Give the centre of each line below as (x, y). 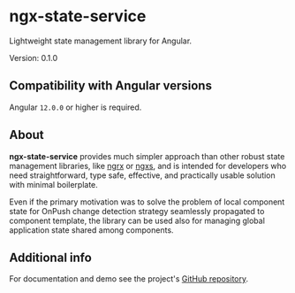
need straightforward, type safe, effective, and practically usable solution (142, 175)
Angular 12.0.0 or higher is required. (76, 107)
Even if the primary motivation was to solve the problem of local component (147, 202)
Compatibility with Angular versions (110, 86)
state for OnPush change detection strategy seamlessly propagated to (137, 211)
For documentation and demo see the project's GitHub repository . (129, 279)
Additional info (51, 257)
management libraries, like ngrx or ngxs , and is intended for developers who (148, 166)
